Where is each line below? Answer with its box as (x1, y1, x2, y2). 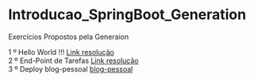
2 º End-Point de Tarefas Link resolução (8, 56, 139, 65)
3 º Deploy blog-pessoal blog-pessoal (8, 64, 133, 73)
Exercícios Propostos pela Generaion (8, 32, 129, 41)
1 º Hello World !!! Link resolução (8, 47, 115, 57)
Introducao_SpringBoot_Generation (8, 6, 247, 24)
